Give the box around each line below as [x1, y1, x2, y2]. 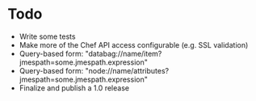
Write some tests [19, 32, 76, 41]
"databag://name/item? [85, 48, 162, 58]
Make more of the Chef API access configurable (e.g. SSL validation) [19, 40, 249, 49]
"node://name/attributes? [85, 65, 170, 75]
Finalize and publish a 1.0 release [19, 82, 130, 93]
